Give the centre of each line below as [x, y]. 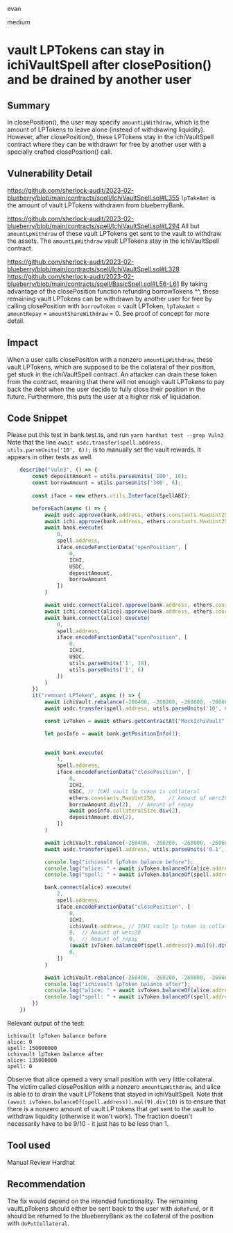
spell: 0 [20, 1066]
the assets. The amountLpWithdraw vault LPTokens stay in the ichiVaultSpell [113, 241]
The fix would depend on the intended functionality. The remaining [102, 1201]
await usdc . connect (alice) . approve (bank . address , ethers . [130, 605]
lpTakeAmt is [198, 198]
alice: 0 [20, 1042]
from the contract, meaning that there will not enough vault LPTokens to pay [116, 381]
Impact [23, 343]
